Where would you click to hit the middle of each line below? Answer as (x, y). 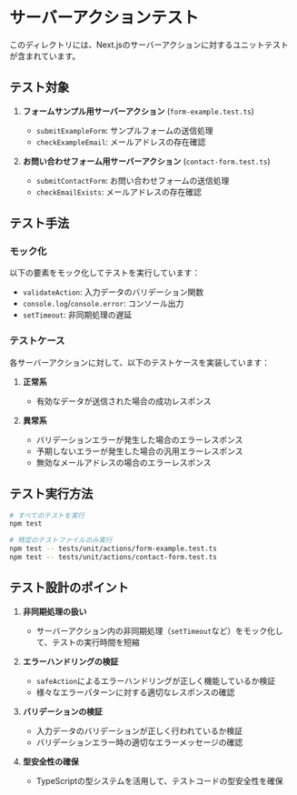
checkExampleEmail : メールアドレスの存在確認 (121, 142)
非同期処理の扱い (54, 611)
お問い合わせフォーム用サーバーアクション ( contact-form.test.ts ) (146, 161)
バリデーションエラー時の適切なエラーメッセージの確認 (139, 742)
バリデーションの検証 (62, 711)
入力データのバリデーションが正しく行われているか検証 (139, 730)
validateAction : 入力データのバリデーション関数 (113, 292)
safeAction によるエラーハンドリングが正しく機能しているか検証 (156, 680)
